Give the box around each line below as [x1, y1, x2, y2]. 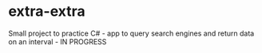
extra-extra [8, 2, 85, 21]
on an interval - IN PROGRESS [8, 36, 107, 46]
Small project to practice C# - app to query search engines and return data [8, 28, 255, 38]
